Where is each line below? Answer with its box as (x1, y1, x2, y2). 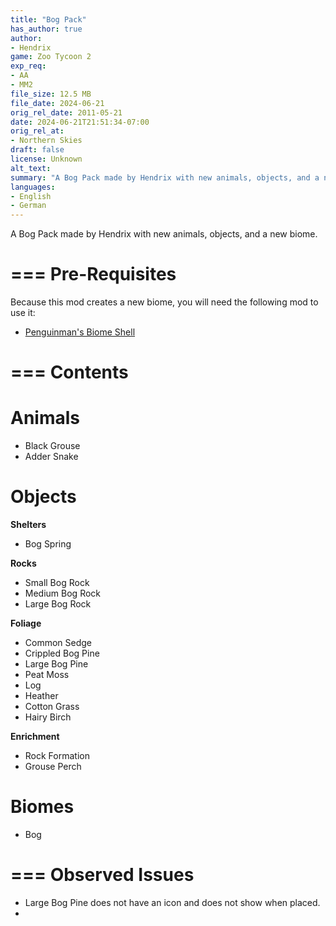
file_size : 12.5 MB (10, 89, 92, 99)
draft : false (10, 145, 65, 155)
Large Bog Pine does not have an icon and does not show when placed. (24, 897, 321, 908)
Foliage (10, 617, 42, 630)
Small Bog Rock (24, 577, 90, 589)
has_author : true (10, 24, 83, 34)
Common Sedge (24, 637, 93, 649)
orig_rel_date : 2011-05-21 (10, 107, 123, 118)
